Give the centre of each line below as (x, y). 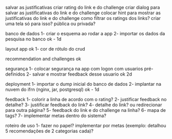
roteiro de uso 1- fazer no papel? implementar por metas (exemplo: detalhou (86, 125)
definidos (15, 74)
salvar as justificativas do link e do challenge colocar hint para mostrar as (83, 13)
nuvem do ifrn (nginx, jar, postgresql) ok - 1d (52, 89)
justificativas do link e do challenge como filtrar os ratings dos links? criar (83, 18)
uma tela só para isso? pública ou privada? (51, 24)
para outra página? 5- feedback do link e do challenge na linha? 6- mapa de (85, 110)
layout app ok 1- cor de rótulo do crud (45, 49)
